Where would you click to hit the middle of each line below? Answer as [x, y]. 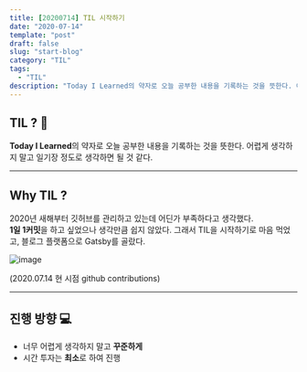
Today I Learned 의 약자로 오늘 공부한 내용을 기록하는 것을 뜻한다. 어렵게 [139, 146]
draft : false [34, 43]
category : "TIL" [40, 60]
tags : [20, 69]
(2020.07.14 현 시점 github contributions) [85, 279]
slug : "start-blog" [47, 52]
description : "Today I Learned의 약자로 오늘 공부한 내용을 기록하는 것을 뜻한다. [151, 86]
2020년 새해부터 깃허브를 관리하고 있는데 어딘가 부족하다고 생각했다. [132, 218]
